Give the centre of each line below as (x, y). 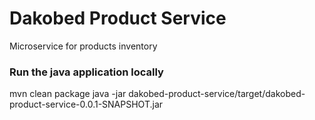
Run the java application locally (86, 72)
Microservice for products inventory (83, 46)
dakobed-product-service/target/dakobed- (217, 94)
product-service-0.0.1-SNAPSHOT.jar (86, 104)
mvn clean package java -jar (68, 94)
